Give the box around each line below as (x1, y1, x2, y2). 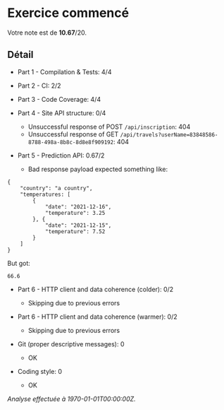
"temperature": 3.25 (44, 209, 106, 216)
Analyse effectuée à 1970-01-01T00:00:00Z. (7, 394, 136, 403)
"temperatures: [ (20, 191, 71, 198)
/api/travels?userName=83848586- (120, 131, 218, 139)
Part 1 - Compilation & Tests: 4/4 (17, 67, 112, 76)
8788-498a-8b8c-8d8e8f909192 (27, 139, 114, 146)
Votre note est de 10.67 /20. (7, 28, 87, 37)
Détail (7, 49, 34, 61)
